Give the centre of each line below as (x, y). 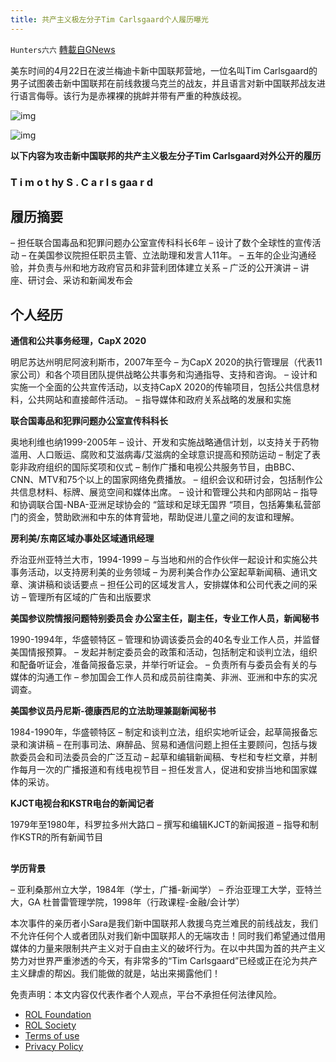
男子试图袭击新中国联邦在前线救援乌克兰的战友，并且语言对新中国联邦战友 (163, 83)
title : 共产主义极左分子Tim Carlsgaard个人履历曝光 (109, 19)
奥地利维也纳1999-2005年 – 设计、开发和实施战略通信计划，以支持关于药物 (165, 442)
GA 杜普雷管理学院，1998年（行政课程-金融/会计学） (136, 902)
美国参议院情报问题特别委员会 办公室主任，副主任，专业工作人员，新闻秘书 (165, 618)
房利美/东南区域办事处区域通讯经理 (82, 538)
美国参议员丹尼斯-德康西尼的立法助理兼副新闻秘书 (113, 711)
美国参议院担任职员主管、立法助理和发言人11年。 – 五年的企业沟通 (172, 255)
